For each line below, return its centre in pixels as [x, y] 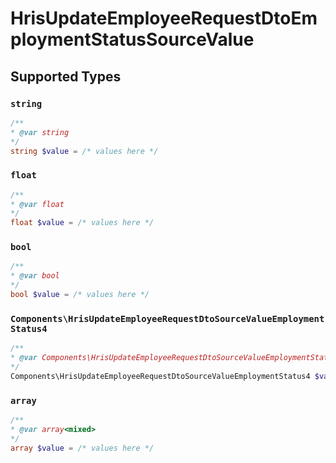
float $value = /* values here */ [82, 223]
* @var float [37, 204]
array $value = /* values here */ [82, 448]
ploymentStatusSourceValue [132, 39]
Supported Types [66, 76]
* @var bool [35, 276]
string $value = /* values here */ [84, 151]
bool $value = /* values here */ [80, 295]
